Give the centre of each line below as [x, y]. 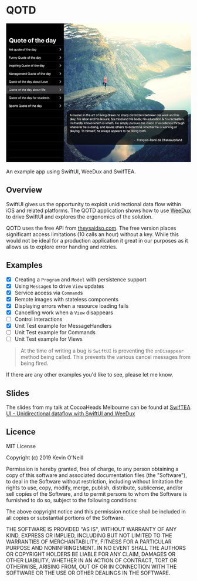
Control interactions [38, 319]
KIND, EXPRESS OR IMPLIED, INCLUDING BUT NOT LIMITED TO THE [89, 535]
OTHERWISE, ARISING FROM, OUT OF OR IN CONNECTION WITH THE [91, 566]
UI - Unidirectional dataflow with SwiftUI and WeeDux [71, 414]
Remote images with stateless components [67, 299]
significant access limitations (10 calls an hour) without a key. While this [92, 234]
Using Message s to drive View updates [59, 286]
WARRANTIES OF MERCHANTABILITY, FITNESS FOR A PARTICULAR [89, 542]
